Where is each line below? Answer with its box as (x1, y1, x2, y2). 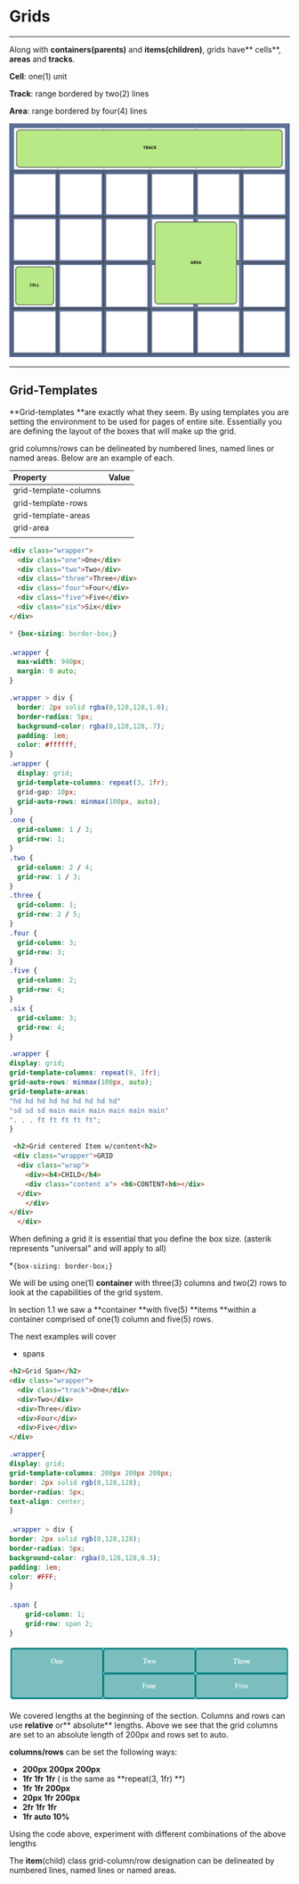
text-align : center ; (9, 1497, 86, 1506)
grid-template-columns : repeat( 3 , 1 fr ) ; (17, 778, 169, 787)
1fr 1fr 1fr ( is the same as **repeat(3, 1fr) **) (21, 1773, 186, 1784)
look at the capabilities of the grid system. (9, 1287, 163, 1298)
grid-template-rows (12, 497, 88, 508)
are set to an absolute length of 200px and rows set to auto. (9, 1730, 229, 1740)
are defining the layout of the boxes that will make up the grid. (9, 426, 237, 436)
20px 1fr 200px (21, 1792, 81, 1804)
